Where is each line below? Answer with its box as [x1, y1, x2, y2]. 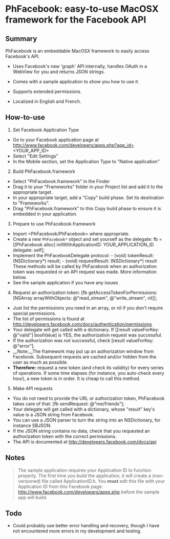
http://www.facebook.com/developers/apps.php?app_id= [12, 142, 134, 148]
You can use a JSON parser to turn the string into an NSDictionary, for [12, 417, 161, 423]
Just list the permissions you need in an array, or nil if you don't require [12, 305, 163, 311]
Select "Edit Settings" [12, 153, 58, 159]
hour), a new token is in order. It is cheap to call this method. [12, 375, 141, 381]
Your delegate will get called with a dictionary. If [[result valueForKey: [12, 326, 160, 332]
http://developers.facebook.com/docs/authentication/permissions [12, 321, 152, 327]
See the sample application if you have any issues [12, 279, 119, 285]
